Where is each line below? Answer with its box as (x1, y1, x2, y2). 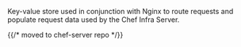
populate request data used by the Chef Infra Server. (7, 15, 180, 24)
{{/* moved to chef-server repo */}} (7, 31, 124, 39)
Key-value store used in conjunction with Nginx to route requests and (7, 7, 234, 16)
